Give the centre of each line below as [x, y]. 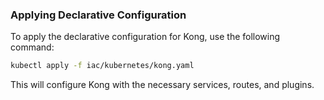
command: [32, 47]
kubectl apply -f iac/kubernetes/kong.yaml [102, 66]
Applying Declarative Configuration [98, 15]
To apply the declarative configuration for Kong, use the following [145, 37]
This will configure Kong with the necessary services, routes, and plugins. [162, 85]
